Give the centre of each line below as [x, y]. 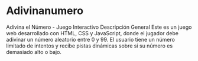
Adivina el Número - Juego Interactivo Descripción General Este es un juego [99, 27]
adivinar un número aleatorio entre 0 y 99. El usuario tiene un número [91, 39]
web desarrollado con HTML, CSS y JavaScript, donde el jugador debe [92, 33]
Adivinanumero [45, 11]
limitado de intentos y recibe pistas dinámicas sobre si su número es [90, 46]
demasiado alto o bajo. [34, 52]
